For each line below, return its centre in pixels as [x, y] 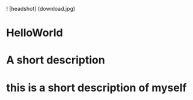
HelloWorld [35, 33]
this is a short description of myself [96, 88]
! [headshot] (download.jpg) [41, 9]
